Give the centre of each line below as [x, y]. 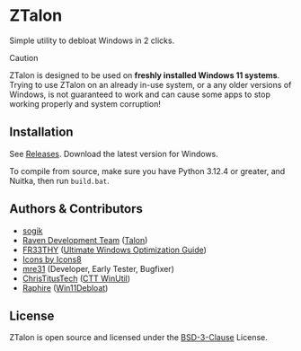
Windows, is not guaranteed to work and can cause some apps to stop [140, 94]
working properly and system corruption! [85, 103]
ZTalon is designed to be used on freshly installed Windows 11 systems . [145, 75]
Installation [41, 132]
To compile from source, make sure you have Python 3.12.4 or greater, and [147, 171]
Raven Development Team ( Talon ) [85, 240]
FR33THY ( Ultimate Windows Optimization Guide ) [114, 250]
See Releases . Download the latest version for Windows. [114, 154]
